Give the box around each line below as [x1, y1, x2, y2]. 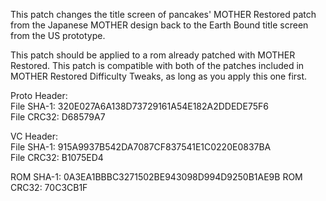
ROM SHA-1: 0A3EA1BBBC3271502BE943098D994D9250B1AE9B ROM [10, 171, 303, 183]
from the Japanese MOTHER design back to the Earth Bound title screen [10, 19, 309, 31]
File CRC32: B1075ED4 [10, 152, 104, 163]
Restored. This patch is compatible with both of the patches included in [10, 60, 305, 71]
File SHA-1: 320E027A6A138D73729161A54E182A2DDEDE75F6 [10, 100, 269, 112]
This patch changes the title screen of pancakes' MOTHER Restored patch [10, 9, 317, 20]
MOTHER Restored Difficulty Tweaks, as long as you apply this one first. [10, 70, 308, 82]
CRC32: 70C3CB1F [10, 182, 88, 193]
